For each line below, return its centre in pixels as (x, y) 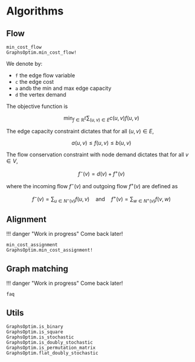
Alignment (26, 219)
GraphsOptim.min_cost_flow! (42, 52)
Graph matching (37, 269)
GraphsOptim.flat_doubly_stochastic (52, 353)
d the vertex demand (40, 94)
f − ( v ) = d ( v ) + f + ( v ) (101, 173)
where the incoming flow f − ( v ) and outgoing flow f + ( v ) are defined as (92, 186)
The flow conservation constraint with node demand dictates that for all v (97, 154)
